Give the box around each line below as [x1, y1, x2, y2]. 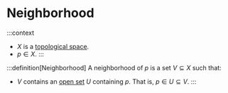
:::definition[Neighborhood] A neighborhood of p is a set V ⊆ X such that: [6, 63, 222, 72]
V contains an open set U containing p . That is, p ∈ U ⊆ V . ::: [16, 77, 197, 86]
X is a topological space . [16, 42, 89, 50]
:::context [6, 28, 35, 37]
